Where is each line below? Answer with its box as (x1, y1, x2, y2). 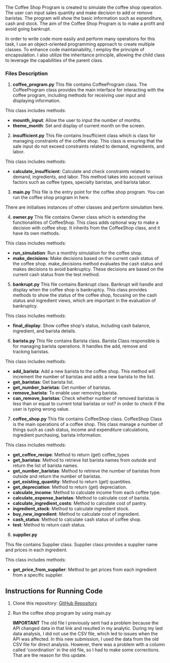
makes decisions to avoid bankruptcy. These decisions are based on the (12, 266, 164, 272)
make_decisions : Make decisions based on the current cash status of (12, 255, 159, 261)
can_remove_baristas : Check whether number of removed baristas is (12, 395, 159, 402)
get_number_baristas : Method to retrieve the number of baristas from (12, 468, 160, 474)
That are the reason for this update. (12, 652, 87, 658)
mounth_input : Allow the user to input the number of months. (12, 117, 142, 123)
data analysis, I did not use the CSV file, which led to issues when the (12, 631, 158, 637)
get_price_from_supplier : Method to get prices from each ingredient (12, 567, 157, 573)
